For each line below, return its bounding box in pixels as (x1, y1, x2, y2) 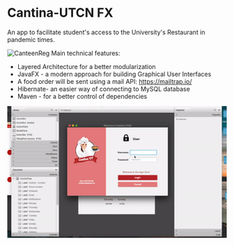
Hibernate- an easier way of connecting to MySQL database (17, 84, 190, 93)
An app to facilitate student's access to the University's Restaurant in (7, 28, 205, 36)
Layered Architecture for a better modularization (17, 62, 156, 70)
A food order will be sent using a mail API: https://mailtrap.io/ (17, 77, 193, 85)
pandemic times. (7, 35, 55, 43)
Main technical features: (51, 49, 120, 57)
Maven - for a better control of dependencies (17, 92, 148, 101)
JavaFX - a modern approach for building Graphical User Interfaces (17, 70, 212, 78)
